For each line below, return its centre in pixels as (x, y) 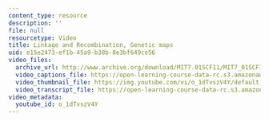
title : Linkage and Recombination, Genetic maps (91, 45)
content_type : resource (48, 16)
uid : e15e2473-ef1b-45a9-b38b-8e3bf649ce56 (82, 53)
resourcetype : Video (43, 38)
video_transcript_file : (55, 90)
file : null (26, 30)
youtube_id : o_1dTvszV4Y (57, 104)
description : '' (35, 23)
